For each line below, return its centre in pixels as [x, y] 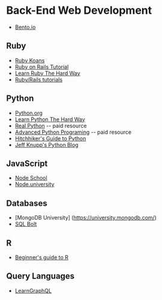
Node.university [34, 184]
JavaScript [27, 163]
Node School [31, 178]
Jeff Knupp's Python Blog [47, 145]
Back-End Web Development [79, 10]
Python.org [29, 113]
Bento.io [25, 27]
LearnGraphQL [33, 290]
